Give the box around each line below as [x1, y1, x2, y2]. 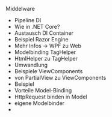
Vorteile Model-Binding [14, 87, 72, 94]
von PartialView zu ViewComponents [14, 74, 107, 81]
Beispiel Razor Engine [14, 36, 69, 43]
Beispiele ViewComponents [14, 68, 83, 74]
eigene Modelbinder [14, 100, 64, 107]
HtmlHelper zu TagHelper [14, 55, 78, 62]
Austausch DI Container [14, 29, 73, 37]
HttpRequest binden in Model [14, 93, 87, 100]
